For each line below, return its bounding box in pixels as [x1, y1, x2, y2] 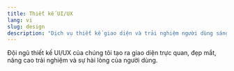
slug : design [7, 23, 45, 30]
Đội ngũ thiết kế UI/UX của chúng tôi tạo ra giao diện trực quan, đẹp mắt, [7, 49, 217, 57]
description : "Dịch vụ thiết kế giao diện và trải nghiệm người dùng [7, 29, 214, 37]
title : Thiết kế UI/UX [7, 10, 73, 17]
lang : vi [7, 17, 33, 24]
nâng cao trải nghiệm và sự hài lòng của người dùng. [7, 56, 158, 65]
